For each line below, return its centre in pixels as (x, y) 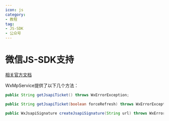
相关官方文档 (18, 75)
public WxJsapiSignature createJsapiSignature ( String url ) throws (76, 113)
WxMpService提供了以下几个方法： (42, 85)
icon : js (14, 10)
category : (16, 15)
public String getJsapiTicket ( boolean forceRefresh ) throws (70, 104)
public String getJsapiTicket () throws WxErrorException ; (67, 95)
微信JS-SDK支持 (40, 60)
